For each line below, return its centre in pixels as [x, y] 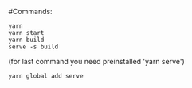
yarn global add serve [46, 76]
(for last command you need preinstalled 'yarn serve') [96, 61]
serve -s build [33, 47]
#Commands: [31, 11]
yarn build [26, 40]
